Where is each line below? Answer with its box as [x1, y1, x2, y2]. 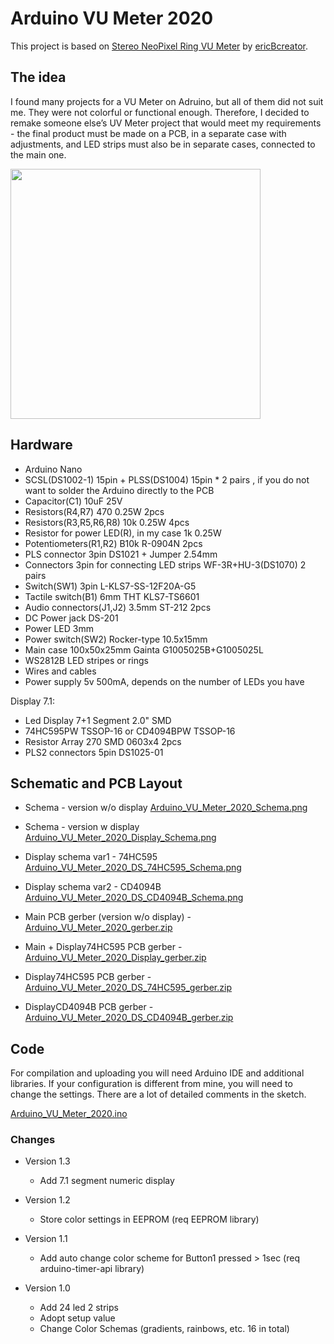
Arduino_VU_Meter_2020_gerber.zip [24, 922, 173, 934]
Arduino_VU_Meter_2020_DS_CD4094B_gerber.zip [24, 1012, 234, 1024]
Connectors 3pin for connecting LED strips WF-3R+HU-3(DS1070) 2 [24, 558, 307, 571]
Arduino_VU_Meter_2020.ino [10, 1108, 128, 1120]
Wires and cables [24, 665, 97, 677]
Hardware [10, 437, 73, 454]
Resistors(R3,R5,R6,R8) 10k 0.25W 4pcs [24, 516, 190, 528]
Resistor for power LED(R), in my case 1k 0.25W [24, 527, 222, 539]
